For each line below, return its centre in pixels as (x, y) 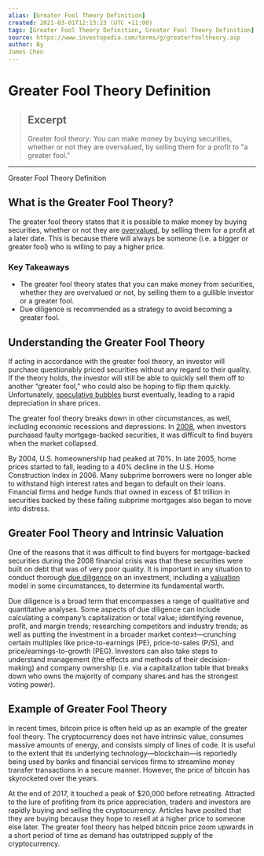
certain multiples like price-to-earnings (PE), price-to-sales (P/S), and (121, 642)
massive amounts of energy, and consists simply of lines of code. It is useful (132, 744)
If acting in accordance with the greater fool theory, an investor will (117, 361)
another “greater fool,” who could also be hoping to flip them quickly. (120, 386)
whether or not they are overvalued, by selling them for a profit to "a (137, 147)
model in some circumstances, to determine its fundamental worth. (117, 586)
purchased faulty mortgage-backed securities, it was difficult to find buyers (130, 435)
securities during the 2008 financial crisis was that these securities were (126, 560)
